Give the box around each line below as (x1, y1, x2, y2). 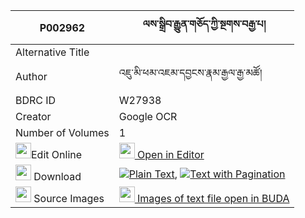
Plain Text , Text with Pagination (128, 167, 286, 181)
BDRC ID (15, 94, 57, 107)
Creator (15, 110, 52, 123)
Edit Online (31, 148, 83, 161)
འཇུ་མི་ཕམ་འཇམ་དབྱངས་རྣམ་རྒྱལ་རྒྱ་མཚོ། (118, 66, 263, 79)
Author (15, 69, 48, 83)
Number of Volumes (15, 126, 110, 139)
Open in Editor (137, 148, 205, 161)
